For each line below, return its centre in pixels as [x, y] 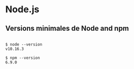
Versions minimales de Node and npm [67, 28]
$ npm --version [23, 58]
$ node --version [24, 44]
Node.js [22, 9]
